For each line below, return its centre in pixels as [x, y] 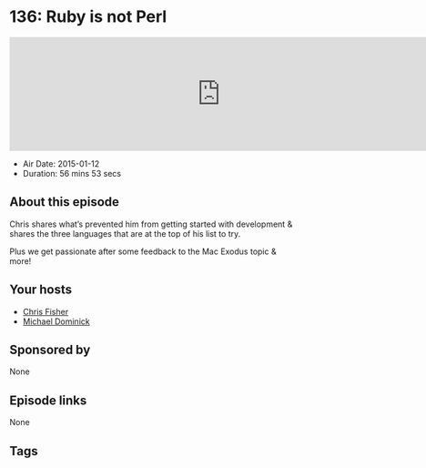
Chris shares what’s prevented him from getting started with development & [151, 224]
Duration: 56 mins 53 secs [71, 173]
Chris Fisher [46, 311]
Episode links [48, 400]
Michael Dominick [56, 321]
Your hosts [41, 290]
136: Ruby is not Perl [88, 17]
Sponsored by [50, 349]
